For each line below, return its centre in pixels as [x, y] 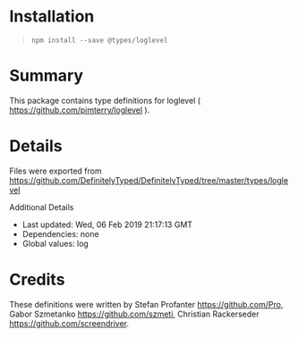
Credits [37, 280]
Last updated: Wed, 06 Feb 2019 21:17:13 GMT [107, 224]
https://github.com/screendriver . [69, 323]
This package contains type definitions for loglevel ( [105, 100]
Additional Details [42, 207]
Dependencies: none [61, 233]
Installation [52, 17]
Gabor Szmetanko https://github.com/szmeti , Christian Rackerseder [134, 314]
